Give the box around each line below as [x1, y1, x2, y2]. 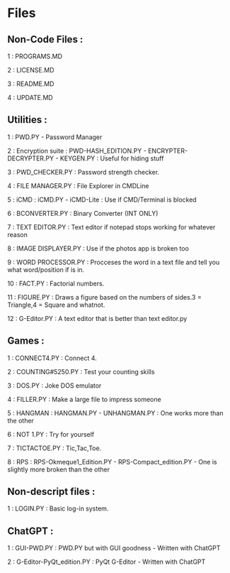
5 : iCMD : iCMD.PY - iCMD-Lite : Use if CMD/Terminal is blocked [7, 195, 197, 204]
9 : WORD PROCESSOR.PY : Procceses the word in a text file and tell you [7, 258, 220, 266]
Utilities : [7, 114, 47, 126]
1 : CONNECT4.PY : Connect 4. [7, 354, 97, 362]
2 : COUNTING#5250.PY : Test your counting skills [7, 367, 155, 376]
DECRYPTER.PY [7, 154, 54, 163]
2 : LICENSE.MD [7, 66, 54, 74]
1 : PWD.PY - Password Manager [7, 133, 103, 141]
